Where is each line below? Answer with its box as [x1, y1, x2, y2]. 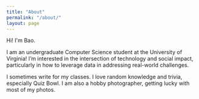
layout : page [6, 20, 40, 26]
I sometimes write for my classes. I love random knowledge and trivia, [6, 73, 182, 81]
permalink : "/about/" [6, 15, 62, 21]
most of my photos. [6, 86, 56, 94]
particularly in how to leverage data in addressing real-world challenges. [6, 61, 189, 69]
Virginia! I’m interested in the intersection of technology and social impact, [6, 55, 194, 63]
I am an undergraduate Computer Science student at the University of [6, 49, 182, 56]
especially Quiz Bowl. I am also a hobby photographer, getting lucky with [6, 80, 190, 87]
